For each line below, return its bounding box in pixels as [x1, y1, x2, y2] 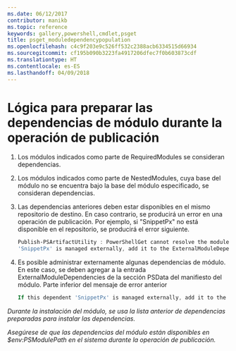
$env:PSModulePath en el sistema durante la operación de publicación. [7, 335, 216, 344]
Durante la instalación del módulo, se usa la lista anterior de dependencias [7, 307, 225, 316]
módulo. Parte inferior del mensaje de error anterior [17, 281, 168, 289]
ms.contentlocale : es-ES [7, 63, 80, 70]
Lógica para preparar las [7, 99, 154, 116]
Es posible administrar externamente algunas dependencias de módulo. [17, 258, 226, 266]
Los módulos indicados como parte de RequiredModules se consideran [17, 153, 225, 161]
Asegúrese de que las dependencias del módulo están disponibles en [7, 328, 210, 337]
